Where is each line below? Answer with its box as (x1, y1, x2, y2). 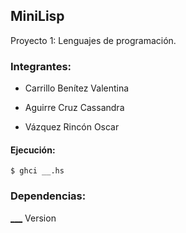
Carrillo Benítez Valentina (24, 82, 130, 94)
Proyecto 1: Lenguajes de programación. (10, 34, 177, 46)
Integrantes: (10, 59, 72, 73)
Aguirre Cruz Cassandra (24, 102, 125, 114)
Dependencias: (10, 189, 87, 203)
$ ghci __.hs (10, 166, 65, 176)
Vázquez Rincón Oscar (24, 121, 120, 133)
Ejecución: (10, 144, 56, 156)
